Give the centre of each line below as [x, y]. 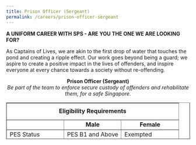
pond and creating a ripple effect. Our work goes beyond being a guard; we [97, 57]
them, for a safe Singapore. [98, 94]
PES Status [25, 134]
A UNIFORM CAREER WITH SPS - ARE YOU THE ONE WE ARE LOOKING [93, 33]
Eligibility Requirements [92, 111]
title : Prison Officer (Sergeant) [48, 11]
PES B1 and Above [92, 134]
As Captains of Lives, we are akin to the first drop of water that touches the [96, 51]
